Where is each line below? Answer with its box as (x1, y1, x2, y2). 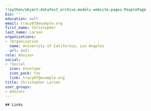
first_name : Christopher (5, 25, 56, 30)
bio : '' (5, 12, 21, 17)
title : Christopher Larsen (5, 80, 60, 85)
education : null (5, 16, 38, 21)
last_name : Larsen (5, 30, 43, 35)
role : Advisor (5, 52, 34, 58)
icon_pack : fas (9, 71, 41, 76)
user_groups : (5, 84, 32, 89)
